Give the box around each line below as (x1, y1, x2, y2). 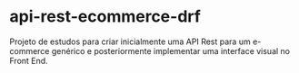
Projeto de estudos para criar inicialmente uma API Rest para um (9, 36, 252, 47)
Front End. (9, 55, 48, 66)
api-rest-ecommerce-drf (9, 6, 202, 27)
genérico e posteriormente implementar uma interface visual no (51, 45, 291, 56)
